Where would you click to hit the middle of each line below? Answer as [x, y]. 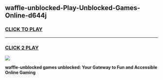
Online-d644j [26, 16]
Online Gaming [20, 72]
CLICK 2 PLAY [22, 48]
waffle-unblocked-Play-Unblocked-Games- [73, 8]
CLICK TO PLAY [24, 30]
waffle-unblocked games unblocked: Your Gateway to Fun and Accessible [81, 67]
